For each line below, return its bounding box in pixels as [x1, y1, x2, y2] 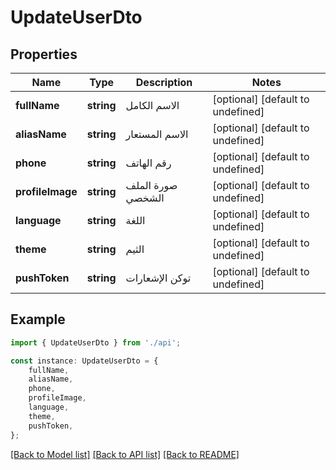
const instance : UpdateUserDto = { [10, 356, 159, 366]
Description [135, 76, 193, 89]
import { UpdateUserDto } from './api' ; [10, 337, 182, 348]
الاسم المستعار [125, 127, 189, 141]
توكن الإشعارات [125, 271, 192, 285]
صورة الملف [125, 179, 178, 192]
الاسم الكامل [125, 99, 180, 112]
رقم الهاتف [125, 156, 172, 170]
